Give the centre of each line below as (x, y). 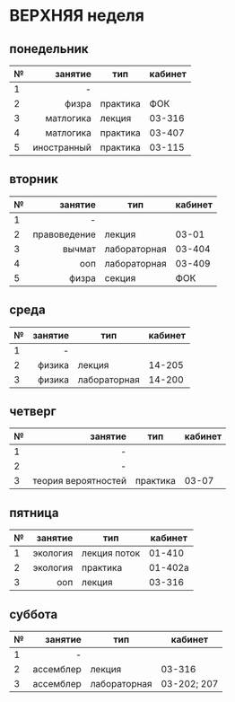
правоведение (65, 234)
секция (120, 277)
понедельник (49, 49)
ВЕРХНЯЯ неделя (77, 16)
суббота (34, 614)
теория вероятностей (80, 481)
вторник (34, 179)
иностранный (62, 147)
